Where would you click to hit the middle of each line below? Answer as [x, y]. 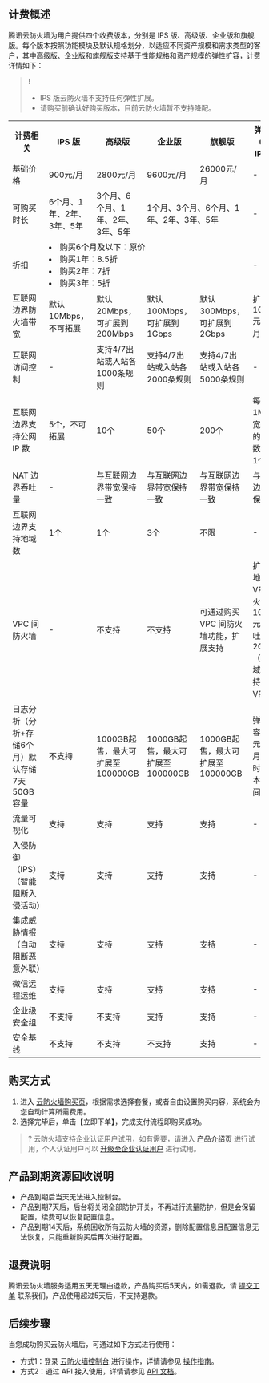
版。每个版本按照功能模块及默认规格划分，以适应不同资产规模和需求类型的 [131, 45]
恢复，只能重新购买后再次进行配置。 [86, 1237]
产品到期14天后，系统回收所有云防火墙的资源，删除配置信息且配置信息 [136, 1227]
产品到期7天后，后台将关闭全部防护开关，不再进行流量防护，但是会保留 [138, 1207]
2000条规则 [169, 379]
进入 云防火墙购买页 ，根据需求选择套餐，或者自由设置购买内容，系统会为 [140, 1102]
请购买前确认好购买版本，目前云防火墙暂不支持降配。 [128, 107]
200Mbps [115, 334]
